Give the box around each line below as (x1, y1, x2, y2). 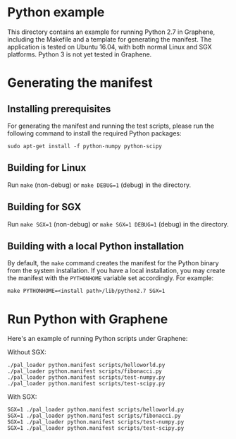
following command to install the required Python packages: (7, 128, 182, 138)
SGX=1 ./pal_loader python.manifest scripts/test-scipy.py (7, 425, 185, 432)
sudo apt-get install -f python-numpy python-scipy (7, 143, 162, 150)
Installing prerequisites (7, 103, 111, 115)
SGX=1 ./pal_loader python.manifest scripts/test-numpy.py (7, 419, 185, 426)
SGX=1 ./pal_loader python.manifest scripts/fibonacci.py (7, 412, 181, 420)
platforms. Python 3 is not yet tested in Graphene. (7, 50, 152, 59)
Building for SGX (7, 201, 82, 213)
